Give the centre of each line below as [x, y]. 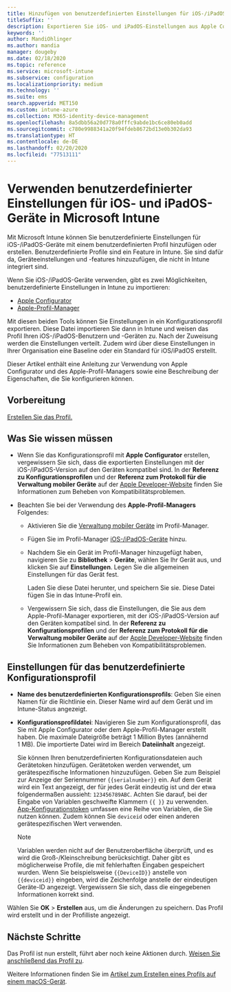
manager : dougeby [32, 52]
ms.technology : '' [33, 90]
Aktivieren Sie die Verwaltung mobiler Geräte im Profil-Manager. [118, 526]
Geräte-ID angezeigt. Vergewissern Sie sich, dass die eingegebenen [114, 887]
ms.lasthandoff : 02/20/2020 [47, 148]
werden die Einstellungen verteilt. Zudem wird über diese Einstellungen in [111, 343]
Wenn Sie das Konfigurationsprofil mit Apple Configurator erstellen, [113, 455]
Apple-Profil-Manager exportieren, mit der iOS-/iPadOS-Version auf [123, 616]
